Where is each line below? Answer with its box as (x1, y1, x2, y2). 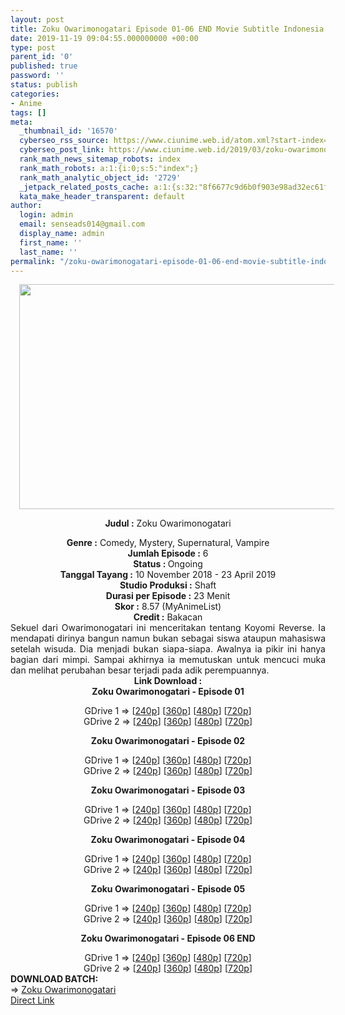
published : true (10, 61, 78, 71)
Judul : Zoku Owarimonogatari (104, 517, 232, 530)
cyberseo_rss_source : (19, 136, 110, 146)
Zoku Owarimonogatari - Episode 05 (90, 883, 246, 895)
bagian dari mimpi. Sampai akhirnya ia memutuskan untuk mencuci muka (10, 654, 326, 666)
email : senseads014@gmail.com (19, 219, 145, 230)
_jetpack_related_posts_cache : (19, 182, 150, 192)
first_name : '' (19, 237, 83, 248)
